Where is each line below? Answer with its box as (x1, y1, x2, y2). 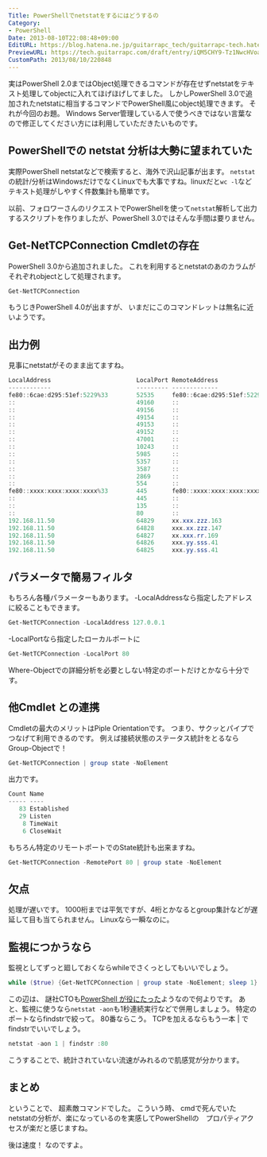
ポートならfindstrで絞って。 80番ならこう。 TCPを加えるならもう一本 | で (8, 1014, 249, 1023)
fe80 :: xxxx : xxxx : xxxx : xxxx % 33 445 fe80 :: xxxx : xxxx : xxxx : (8, 487, 247, 495)
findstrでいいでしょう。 (8, 1024, 85, 1034)
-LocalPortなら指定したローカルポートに (8, 633, 141, 644)
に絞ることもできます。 (8, 603, 85, 612)
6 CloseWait (22, 827, 62, 835)
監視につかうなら (8, 940, 92, 954)
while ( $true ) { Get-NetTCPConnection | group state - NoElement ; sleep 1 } (8, 979, 258, 987)
